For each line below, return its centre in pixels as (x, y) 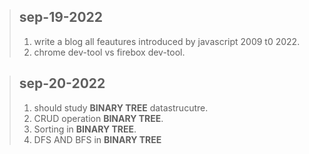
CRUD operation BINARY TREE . (98, 118)
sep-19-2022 (61, 17)
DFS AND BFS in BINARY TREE (97, 139)
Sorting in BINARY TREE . (85, 129)
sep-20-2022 (62, 83)
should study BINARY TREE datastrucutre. (121, 107)
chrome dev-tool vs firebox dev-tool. (109, 52)
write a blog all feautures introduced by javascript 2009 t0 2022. (167, 41)
